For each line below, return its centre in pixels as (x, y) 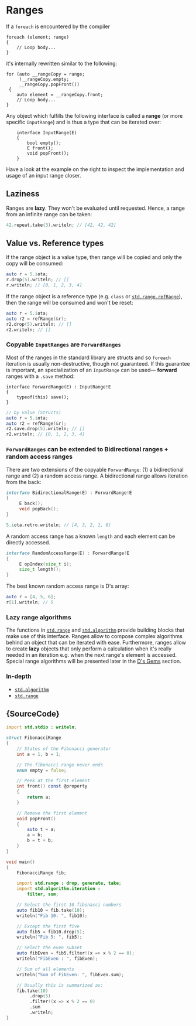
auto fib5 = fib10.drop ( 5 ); (51, 932)
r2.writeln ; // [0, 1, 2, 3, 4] (45, 434)
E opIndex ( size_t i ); (45, 564)
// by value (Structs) (34, 413)
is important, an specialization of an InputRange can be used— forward (92, 370)
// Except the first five (48, 926)
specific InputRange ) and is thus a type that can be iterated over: (84, 122)
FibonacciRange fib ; (42, 873)
